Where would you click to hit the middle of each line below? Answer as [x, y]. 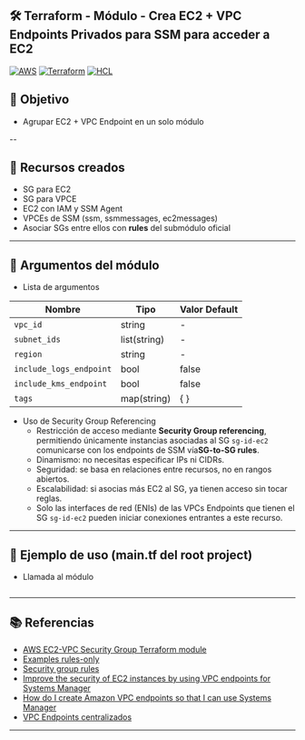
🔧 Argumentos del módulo [84, 265]
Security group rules [61, 668]
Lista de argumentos [61, 287]
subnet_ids [37, 340]
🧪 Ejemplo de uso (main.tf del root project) [131, 555]
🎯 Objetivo [39, 100]
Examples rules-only [61, 659]
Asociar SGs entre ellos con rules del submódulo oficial [127, 228]
